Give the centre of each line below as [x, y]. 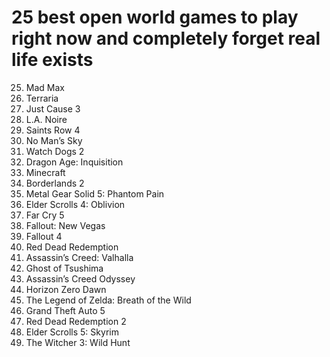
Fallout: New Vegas [65, 225]
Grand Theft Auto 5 [65, 310]
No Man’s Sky [54, 140]
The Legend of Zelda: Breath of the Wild [108, 300]
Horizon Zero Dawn [66, 289]
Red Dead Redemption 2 [76, 321]
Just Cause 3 [53, 108]
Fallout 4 [44, 236]
